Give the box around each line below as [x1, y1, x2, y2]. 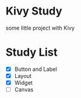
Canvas [14, 86, 34, 93]
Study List [5, 45, 58, 59]
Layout [14, 72, 32, 79]
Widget [14, 79, 33, 86]
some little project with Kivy [5, 24, 75, 31]
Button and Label [14, 65, 57, 73]
